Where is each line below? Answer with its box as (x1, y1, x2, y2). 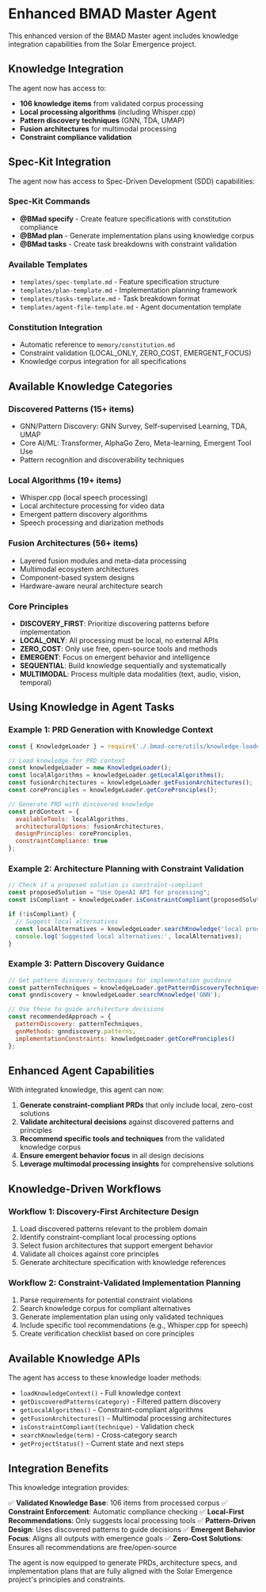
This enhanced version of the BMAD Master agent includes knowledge (8, 31, 239, 40)
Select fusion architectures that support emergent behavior (19, 1241, 214, 1251)
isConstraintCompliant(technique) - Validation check (19, 1422, 195, 1431)
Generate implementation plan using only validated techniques (19, 1312, 224, 1322)
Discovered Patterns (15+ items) (8, 403, 135, 414)
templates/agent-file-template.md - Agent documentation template (19, 302, 241, 312)
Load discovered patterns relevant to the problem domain (19, 1224, 208, 1233)
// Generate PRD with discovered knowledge (8, 800, 154, 808)
